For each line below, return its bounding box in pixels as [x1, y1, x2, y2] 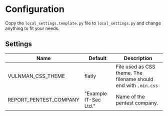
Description [123, 54, 152, 61]
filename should [115, 75, 153, 82]
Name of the [115, 93, 145, 100]
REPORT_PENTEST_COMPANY [7, 96, 80, 103]
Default [88, 54, 107, 61]
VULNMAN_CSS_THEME [7, 72, 65, 79]
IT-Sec [84, 96, 101, 103]
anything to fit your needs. [5, 25, 59, 31]
